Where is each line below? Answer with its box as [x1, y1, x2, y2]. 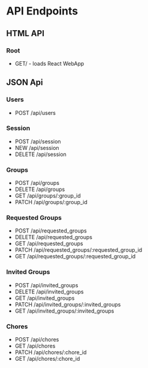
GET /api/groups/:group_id [14, 192, 81, 199]
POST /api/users [14, 109, 56, 116]
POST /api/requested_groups [14, 227, 87, 234]
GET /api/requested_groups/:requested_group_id [14, 253, 136, 260]
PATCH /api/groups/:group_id [14, 199, 88, 206]
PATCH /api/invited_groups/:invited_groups [14, 301, 121, 308]
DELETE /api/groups [14, 186, 65, 193]
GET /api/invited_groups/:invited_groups [14, 307, 114, 314]
